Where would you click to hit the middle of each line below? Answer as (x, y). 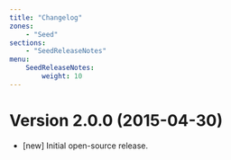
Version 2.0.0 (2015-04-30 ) (116, 120)
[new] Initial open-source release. (85, 146)
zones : (22, 26)
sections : (28, 43)
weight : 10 (62, 76)
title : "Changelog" (46, 18)
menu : (19, 59)
